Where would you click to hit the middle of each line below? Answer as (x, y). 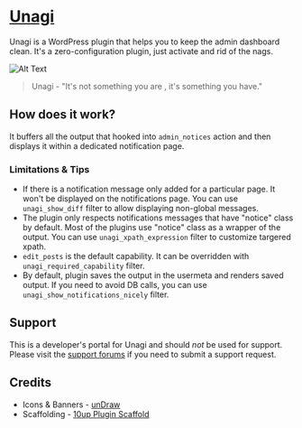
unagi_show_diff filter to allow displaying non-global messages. (140, 209)
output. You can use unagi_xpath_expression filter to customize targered (156, 237)
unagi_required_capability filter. (83, 266)
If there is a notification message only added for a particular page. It (149, 189)
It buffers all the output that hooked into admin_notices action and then (140, 136)
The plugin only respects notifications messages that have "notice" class (158, 218)
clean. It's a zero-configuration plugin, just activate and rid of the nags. (141, 51)
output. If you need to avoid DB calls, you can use (114, 285)
